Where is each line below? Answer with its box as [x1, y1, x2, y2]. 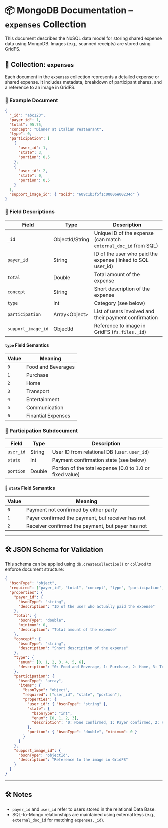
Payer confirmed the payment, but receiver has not [26, 514, 146, 521]
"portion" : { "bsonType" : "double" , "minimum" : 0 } [27, 729, 137, 735]
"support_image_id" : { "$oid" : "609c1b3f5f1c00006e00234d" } [9, 192, 140, 197]
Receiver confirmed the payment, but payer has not [26, 522, 147, 529]
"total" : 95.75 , [9, 122, 43, 127]
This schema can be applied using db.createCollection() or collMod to [5, 561, 151, 567]
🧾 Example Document [5, 97, 58, 104]
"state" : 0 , [18, 173, 43, 178]
